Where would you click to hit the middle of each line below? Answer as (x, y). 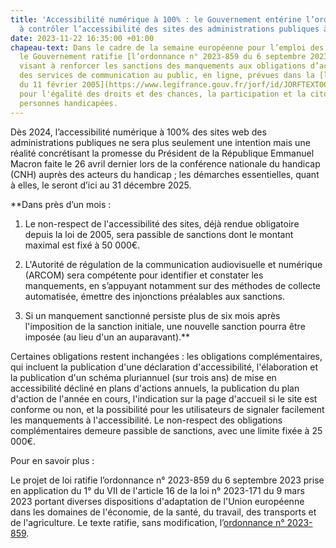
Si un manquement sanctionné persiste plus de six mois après (152, 315)
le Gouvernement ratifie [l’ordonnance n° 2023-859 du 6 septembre (163, 57)
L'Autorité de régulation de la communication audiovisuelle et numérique (173, 264)
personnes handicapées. (68, 103)
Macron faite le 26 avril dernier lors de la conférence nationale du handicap (165, 163)
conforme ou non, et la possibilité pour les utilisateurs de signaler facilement (167, 409)
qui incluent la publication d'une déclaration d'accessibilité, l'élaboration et (164, 367)
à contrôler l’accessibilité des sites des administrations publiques (169, 29)
